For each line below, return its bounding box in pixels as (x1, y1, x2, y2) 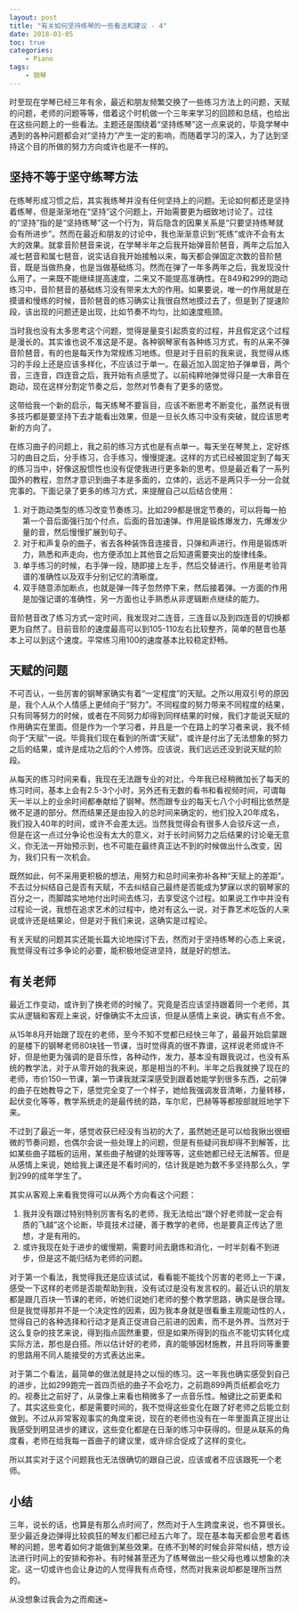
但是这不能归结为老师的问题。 (37, 1252, 148, 1264)
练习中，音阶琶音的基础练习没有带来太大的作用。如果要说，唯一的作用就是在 (9, 284, 290, 295)
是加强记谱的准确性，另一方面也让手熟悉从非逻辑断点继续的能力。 (21, 593, 264, 604)
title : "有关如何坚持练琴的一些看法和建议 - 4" (9, 21, 167, 30)
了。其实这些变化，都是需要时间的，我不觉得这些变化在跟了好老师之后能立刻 (9, 1402, 290, 1413)
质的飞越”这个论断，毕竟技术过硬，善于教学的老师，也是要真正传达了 (21, 1220, 276, 1230)
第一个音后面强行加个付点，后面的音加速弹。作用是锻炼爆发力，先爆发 (21, 515, 280, 526)
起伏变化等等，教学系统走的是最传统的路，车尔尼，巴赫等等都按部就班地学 (9, 1096, 282, 1106)
